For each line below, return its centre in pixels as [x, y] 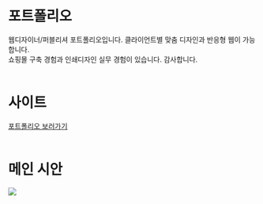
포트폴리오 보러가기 [38, 126]
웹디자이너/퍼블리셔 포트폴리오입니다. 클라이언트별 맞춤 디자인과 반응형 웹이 [124, 40]
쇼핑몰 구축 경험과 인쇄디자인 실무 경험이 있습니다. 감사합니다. [103, 59]
